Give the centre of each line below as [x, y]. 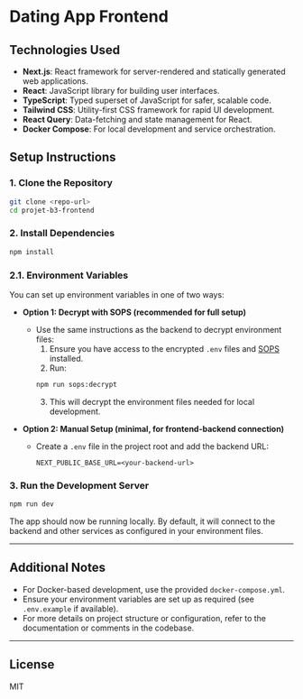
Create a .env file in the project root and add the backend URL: [152, 446]
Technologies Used [64, 50]
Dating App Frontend [89, 17]
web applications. [55, 81]
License [32, 665]
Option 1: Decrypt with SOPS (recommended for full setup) [134, 312]
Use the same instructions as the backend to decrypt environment [159, 329]
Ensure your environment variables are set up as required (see [138, 599]
